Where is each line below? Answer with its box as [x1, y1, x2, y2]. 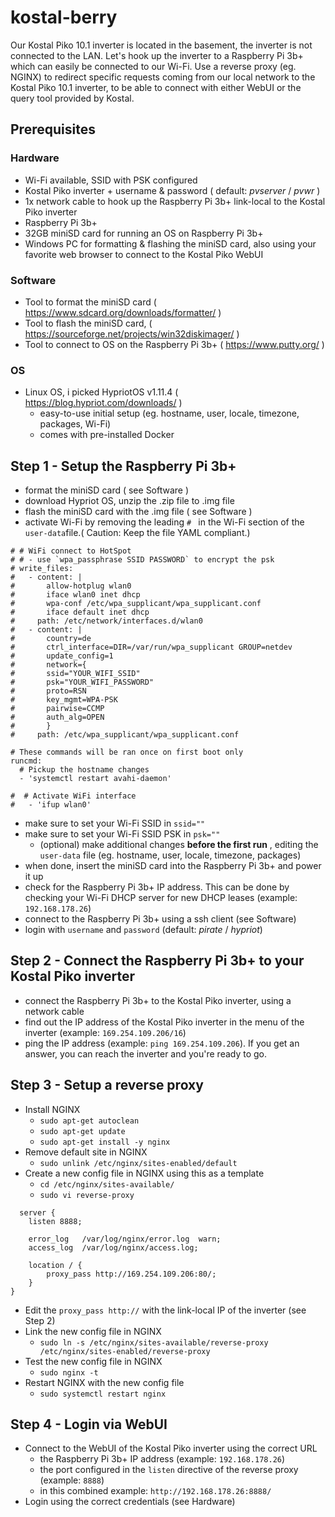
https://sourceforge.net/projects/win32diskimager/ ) [24, 327, 240, 340]
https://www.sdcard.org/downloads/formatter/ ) [24, 306, 222, 318]
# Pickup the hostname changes [19, 765, 150, 775]
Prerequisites [10, 121, 96, 138]
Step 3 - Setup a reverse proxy [10, 1077, 204, 1094]
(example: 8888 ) [39, 1474, 105, 1486]
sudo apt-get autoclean [39, 1116, 140, 1126]
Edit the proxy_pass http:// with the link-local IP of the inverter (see [24, 1304, 307, 1316]
